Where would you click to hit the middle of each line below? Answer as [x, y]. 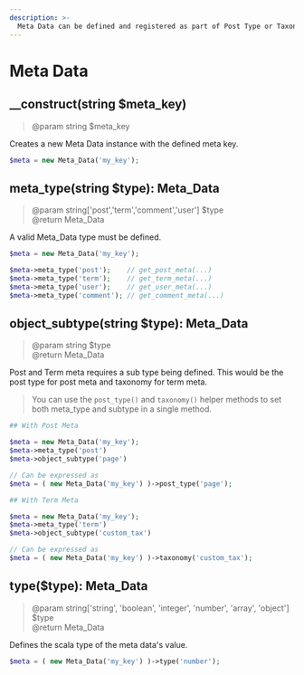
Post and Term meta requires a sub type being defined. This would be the [147, 373]
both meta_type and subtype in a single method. [122, 409]
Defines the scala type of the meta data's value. [99, 644]
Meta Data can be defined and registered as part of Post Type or [145, 26]
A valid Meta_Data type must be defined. [85, 237]
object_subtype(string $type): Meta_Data [129, 323]
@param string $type [71, 346]
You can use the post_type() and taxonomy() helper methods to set [157, 400]
